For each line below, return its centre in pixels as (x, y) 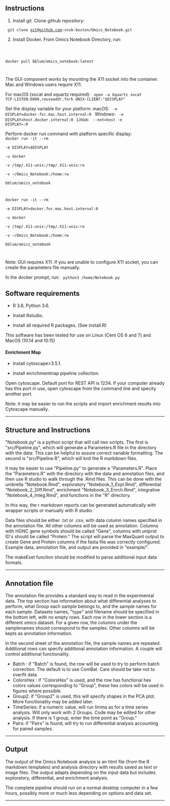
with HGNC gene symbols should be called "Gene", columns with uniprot (81, 531)
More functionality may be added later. (53, 702)
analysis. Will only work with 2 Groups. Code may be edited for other (84, 712)
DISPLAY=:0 (17, 124)
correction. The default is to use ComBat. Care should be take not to (84, 669)
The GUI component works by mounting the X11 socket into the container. (82, 79)
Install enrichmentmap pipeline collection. (56, 374)
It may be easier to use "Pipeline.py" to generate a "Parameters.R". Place (81, 468)
